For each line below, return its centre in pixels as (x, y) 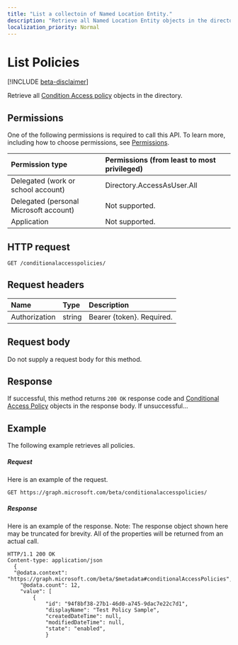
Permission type (39, 165)
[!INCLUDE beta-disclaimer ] (48, 82)
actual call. (23, 541)
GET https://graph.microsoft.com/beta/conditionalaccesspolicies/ (107, 493)
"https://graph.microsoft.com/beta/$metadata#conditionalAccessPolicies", (120, 579)
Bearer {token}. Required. (130, 316)
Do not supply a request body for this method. (75, 359)
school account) (38, 190)
